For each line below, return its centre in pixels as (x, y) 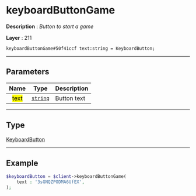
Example (22, 163)
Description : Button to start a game (50, 26)
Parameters (28, 72)
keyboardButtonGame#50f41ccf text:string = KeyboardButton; (81, 48)
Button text (70, 98)
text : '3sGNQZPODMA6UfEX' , (50, 182)
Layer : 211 (19, 37)
